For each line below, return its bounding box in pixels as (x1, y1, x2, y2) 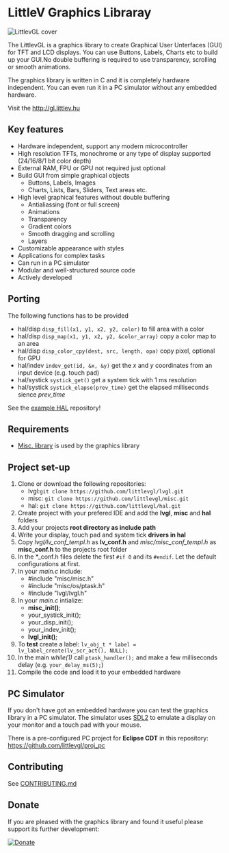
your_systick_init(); (27, 611, 81, 619)
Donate (8, 799, 40, 811)
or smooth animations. (8, 62, 71, 71)
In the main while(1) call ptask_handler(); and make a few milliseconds (17, 653, 218, 662)
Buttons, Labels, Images (27, 178, 96, 187)
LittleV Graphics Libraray (8, 5, 152, 21)
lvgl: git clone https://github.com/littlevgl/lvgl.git (27, 487, 184, 495)
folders (17, 516, 38, 524)
